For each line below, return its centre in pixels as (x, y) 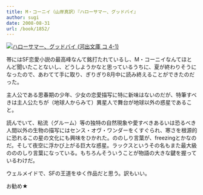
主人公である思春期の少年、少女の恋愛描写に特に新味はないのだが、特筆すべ (101, 95)
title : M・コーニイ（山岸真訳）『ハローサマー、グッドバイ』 (72, 12)
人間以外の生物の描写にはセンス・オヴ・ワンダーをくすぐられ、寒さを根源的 (102, 130)
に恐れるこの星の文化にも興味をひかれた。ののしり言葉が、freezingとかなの (101, 138)
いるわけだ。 (22, 161)
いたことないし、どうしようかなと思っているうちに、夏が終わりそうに (109, 67)
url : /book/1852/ (28, 29)
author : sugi (23, 18)
